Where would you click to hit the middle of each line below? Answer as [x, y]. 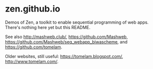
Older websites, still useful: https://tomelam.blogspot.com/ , [64, 56]
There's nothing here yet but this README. [48, 27]
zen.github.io [33, 9]
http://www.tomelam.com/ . [32, 61]
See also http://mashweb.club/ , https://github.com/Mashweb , [66, 37]
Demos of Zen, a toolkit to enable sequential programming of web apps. [77, 22]
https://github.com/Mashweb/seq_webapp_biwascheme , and [66, 41]
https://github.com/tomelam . [34, 47]
